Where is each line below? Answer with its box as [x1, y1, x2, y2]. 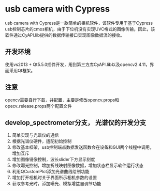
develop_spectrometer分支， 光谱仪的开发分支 [5, 118, 146, 127]
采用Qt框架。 [9, 67, 35, 73]
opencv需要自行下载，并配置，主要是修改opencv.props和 [5, 97, 119, 103]
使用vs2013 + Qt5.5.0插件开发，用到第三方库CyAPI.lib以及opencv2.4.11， [5, 62, 150, 67]
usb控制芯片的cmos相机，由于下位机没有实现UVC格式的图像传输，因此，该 [5, 26, 156, 32]
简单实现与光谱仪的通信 [12, 132, 59, 138]
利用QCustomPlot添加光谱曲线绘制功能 [12, 169, 89, 175]
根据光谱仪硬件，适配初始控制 [12, 138, 72, 144]
